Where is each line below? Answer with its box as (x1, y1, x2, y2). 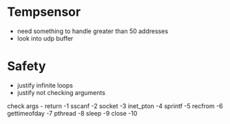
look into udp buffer (17, 34, 74, 42)
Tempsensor (7, 4, 81, 20)
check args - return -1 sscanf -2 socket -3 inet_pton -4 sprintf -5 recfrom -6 (7, 101, 223, 110)
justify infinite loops (17, 81, 74, 90)
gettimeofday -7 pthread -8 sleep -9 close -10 (7, 109, 138, 117)
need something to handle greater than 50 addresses (17, 27, 169, 35)
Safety (7, 59, 46, 74)
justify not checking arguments (17, 88, 105, 96)
